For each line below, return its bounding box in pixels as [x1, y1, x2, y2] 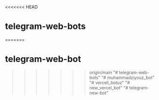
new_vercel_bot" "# [89, 85, 128, 90]
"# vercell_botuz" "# [89, 79, 130, 86]
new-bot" [89, 90, 109, 96]
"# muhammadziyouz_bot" [101, 75, 155, 80]
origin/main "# [89, 69, 118, 75]
